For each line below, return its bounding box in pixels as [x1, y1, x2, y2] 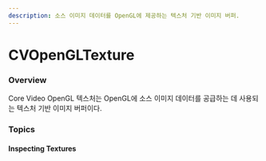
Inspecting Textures [8, 143, 77, 153]
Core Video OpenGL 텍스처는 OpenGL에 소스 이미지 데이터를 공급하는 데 [8, 93, 238, 104]
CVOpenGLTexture [8, 45, 135, 64]
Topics [8, 124, 36, 135]
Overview [8, 74, 47, 85]
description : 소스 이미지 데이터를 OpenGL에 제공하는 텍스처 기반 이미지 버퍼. [8, 11, 240, 20]
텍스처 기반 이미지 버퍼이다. [16, 104, 102, 113]
